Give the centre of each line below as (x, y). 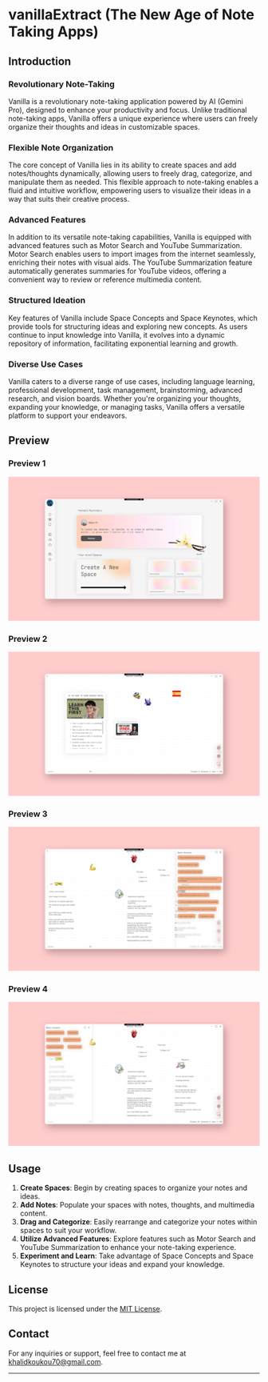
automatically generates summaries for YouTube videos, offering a (118, 271)
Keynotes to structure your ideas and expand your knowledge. (122, 1264)
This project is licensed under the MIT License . (85, 1308)
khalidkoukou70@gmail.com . (56, 1361)
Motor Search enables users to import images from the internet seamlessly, (132, 254)
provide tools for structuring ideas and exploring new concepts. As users (128, 326)
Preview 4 (28, 989)
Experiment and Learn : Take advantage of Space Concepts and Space (136, 1256)
